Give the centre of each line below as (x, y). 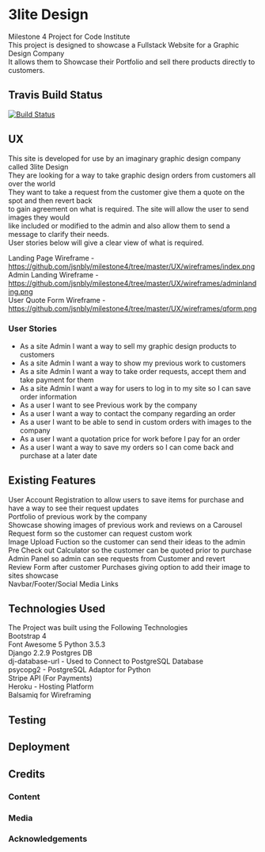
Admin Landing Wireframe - (53, 274)
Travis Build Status (55, 96)
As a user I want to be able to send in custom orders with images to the (136, 422)
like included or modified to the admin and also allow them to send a (119, 225)
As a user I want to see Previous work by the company (108, 405)
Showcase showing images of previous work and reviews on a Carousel (125, 525)
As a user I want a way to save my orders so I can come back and (127, 447)
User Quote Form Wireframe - (57, 300)
